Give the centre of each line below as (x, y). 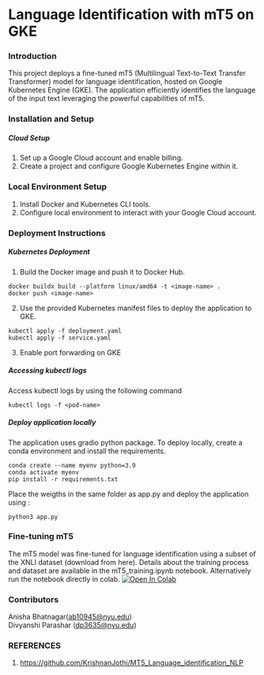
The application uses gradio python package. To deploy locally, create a (125, 442)
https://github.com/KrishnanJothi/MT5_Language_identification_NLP (131, 663)
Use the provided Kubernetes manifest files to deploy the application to (136, 308)
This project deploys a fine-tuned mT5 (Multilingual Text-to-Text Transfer (127, 74)
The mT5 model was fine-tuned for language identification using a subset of (132, 554)
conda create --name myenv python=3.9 (72, 465)
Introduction (32, 56)
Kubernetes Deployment (49, 252)
